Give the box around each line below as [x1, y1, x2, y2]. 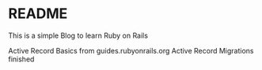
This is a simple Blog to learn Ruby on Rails [8, 31, 149, 40]
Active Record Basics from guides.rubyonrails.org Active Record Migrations [8, 46, 254, 55]
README [8, 5, 68, 23]
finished [8, 54, 35, 64]
